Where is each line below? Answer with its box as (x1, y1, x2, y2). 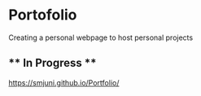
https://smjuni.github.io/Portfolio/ (8, 77, 120, 87)
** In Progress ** (8, 56, 97, 70)
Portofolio (8, 6, 77, 24)
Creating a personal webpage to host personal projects (8, 33, 194, 42)
